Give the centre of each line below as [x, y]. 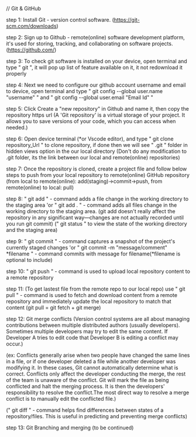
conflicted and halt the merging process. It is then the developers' [85, 386]
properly [16, 74]
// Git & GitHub [24, 8]
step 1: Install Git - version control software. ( [60, 20]
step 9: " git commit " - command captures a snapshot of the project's [91, 241]
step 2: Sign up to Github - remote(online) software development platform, [96, 37]
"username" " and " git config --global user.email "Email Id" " [80, 97]
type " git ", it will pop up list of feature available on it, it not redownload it [94, 67]
